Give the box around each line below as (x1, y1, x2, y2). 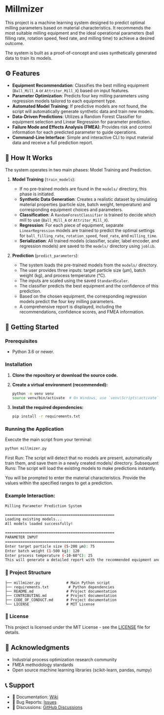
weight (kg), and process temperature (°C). (19, 272, 106, 278)
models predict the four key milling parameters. (19, 298, 115, 304)
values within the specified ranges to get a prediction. (5, 480, 113, 486)
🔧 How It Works (5, 154, 53, 162)
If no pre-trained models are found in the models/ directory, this (19, 186, 147, 191)
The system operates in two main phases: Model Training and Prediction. (5, 167, 152, 172)
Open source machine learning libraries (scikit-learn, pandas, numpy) (12, 667, 152, 673)
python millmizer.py (5, 446, 47, 451)
